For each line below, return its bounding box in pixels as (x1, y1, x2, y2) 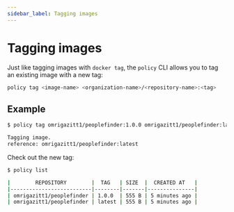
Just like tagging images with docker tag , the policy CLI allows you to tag (7, 63, 219, 72)
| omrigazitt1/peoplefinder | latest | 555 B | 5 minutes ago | (7, 199, 198, 206)
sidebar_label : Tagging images (7, 10, 98, 17)
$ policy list (7, 166, 49, 174)
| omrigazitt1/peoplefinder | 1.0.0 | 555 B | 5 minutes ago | (7, 192, 198, 199)
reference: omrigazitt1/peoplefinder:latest (7, 140, 139, 147)
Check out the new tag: (7, 153, 75, 161)
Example (7, 103, 46, 115)
